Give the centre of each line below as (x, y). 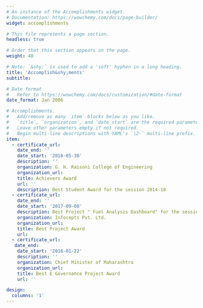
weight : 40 (20, 56)
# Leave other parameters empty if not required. (72, 128)
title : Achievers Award (47, 178)
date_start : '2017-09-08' (50, 206)
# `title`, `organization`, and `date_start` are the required (90, 122)
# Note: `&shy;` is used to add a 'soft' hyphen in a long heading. (94, 67)
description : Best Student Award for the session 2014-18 (92, 190)
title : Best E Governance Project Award (69, 274)
